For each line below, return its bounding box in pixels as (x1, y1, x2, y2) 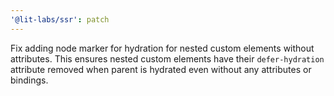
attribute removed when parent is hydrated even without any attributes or (10, 63, 312, 75)
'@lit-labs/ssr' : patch (10, 14, 110, 25)
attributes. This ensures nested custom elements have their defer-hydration (10, 52, 325, 65)
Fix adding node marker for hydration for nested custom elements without (10, 42, 315, 54)
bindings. (10, 74, 49, 86)
